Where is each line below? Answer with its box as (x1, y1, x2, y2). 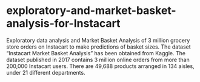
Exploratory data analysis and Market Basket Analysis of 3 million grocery (6, 36, 190, 44)
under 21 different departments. (6, 69, 86, 76)
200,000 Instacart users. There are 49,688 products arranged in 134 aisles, (6, 62, 195, 70)
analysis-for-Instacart (6, 16, 121, 30)
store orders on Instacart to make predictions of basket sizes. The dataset (6, 43, 191, 50)
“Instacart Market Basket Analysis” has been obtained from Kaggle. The (6, 49, 186, 56)
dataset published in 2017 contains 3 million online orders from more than (6, 56, 190, 63)
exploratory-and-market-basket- (6, 4, 177, 18)
